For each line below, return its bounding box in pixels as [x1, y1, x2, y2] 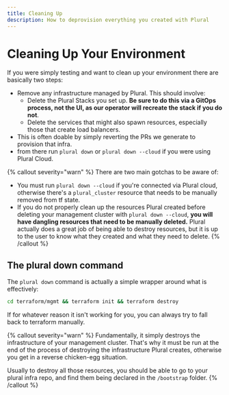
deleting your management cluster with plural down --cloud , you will [16, 211, 213, 219]
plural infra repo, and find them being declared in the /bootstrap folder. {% [7, 374, 218, 382]
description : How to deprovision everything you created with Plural [7, 16, 210, 23]
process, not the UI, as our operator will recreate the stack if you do [27, 104, 223, 112]
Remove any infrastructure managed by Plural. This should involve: [16, 89, 206, 97]
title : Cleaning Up [7, 10, 63, 17]
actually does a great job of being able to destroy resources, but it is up [16, 225, 219, 233]
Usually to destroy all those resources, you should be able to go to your [7, 366, 208, 374]
